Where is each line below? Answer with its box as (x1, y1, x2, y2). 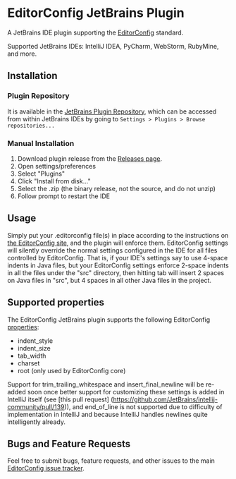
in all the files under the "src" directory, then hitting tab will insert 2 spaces (7, 268, 224, 277)
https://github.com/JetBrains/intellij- (112, 395, 218, 404)
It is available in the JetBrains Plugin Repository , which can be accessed (7, 107, 217, 116)
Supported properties (7, 296, 104, 308)
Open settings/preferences (17, 162, 97, 170)
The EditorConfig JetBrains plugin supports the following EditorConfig (7, 315, 211, 324)
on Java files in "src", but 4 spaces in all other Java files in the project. (7, 276, 212, 284)
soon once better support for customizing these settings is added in (27, 387, 225, 396)
